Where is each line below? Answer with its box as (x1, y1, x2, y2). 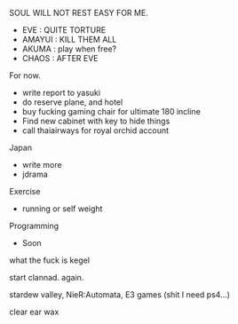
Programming (9, 221, 59, 231)
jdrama (21, 169, 49, 179)
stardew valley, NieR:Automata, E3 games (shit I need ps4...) (9, 289, 231, 300)
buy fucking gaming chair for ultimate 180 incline (21, 107, 202, 116)
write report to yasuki (21, 88, 100, 98)
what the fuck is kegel (9, 255, 91, 265)
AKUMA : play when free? (21, 43, 117, 54)
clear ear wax (9, 306, 59, 317)
